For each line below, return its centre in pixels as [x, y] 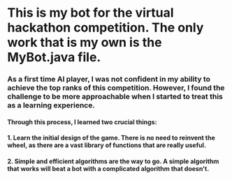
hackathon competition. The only [106, 28]
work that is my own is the [85, 43]
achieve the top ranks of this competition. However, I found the [116, 88]
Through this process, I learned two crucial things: [82, 122]
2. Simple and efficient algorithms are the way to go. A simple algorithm [113, 161]
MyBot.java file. [54, 58]
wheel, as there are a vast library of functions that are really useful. [107, 145]
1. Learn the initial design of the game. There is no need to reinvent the [111, 138]
